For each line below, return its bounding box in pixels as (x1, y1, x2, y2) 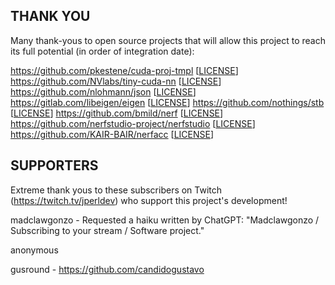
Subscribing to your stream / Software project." (10, 224, 205, 236)
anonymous (10, 244, 59, 256)
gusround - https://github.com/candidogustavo (10, 263, 205, 275)
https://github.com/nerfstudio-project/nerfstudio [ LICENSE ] (10, 117, 256, 129)
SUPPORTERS (10, 157, 99, 174)
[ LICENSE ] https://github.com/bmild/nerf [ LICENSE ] (10, 107, 224, 119)
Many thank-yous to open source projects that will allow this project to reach (10, 34, 326, 46)
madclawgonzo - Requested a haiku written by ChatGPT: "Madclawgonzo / (10, 214, 320, 226)
